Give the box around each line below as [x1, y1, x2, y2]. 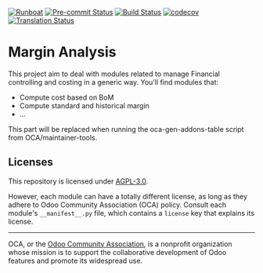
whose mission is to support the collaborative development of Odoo [8, 247, 227, 257]
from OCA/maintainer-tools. [8, 133, 98, 142]
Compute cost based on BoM [19, 93, 114, 102]
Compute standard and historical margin [19, 100, 150, 110]
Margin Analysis [8, 43, 117, 61]
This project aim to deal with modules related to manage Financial [8, 69, 221, 78]
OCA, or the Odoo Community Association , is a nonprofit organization [8, 239, 232, 249]
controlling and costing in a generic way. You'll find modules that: [8, 77, 219, 86]
